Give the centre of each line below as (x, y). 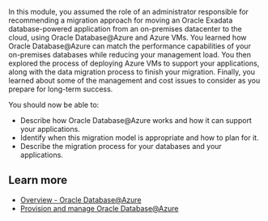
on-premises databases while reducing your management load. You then (130, 55)
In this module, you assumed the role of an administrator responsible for (129, 12)
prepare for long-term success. (61, 89)
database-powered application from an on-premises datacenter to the (125, 29)
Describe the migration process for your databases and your (121, 146)
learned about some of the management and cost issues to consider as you (134, 81)
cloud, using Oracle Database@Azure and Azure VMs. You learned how (128, 37)
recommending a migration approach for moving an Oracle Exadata (121, 20)
